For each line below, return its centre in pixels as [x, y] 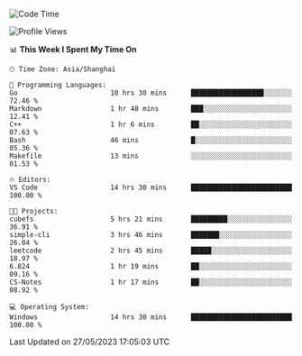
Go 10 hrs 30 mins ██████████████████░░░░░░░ [151, 93]
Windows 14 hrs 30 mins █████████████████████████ [151, 317]
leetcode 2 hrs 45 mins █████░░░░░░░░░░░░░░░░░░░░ [151, 251]
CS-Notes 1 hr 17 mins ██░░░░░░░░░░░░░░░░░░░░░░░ [151, 282]
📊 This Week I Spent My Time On [73, 49]
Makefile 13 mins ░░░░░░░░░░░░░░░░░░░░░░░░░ [151, 156]
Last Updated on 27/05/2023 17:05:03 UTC [90, 342]
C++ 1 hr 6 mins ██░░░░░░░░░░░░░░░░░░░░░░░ [151, 124]
